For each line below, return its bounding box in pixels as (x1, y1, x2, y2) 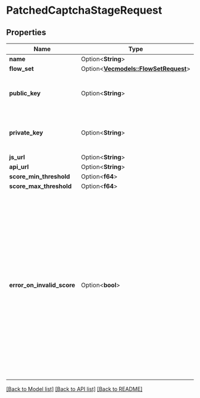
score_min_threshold (9, 173, 70, 180)
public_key (9, 89, 41, 97)
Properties (6, 27, 46, 37)
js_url (9, 153, 25, 161)
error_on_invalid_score (9, 281, 76, 289)
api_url (9, 163, 29, 171)
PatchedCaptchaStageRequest (6, 4, 162, 17)
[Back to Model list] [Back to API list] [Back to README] (6, 386, 143, 393)
